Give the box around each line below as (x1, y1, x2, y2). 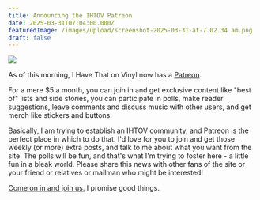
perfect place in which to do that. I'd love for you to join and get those (8, 134, 236, 144)
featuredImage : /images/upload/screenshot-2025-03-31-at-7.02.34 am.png (8, 26, 253, 34)
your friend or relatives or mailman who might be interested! (8, 168, 204, 178)
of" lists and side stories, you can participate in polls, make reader (8, 94, 224, 104)
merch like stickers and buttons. (8, 111, 113, 120)
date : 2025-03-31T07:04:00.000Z (8, 19, 115, 27)
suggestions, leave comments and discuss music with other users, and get (8, 102, 251, 111)
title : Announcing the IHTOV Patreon (8, 11, 133, 20)
